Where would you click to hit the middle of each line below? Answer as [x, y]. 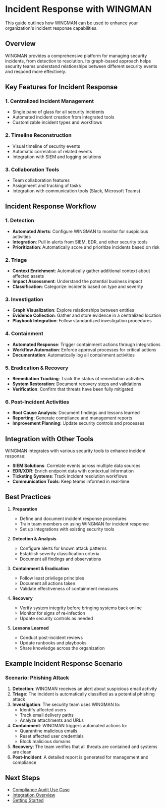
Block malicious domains [45, 741]
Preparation [25, 509]
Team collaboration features [41, 180]
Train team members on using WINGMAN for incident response [84, 523]
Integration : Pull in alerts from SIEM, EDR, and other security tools [80, 242]
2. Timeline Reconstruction [38, 135]
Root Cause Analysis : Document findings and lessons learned [76, 413]
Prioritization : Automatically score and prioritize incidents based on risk [86, 247]
